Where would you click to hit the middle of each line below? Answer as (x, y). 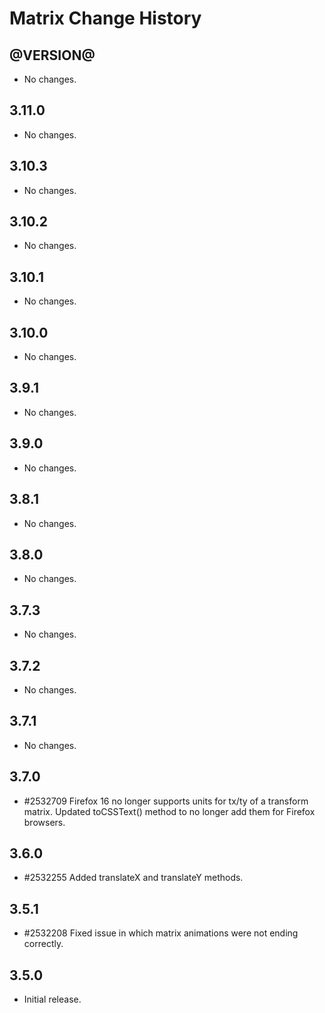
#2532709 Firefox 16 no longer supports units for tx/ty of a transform (166, 801)
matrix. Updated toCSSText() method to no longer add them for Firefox (169, 811)
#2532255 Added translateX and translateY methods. (133, 878)
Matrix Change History (105, 18)
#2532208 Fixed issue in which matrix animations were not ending (161, 933)
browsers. (44, 822)
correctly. (43, 944)
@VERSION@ (52, 55)
